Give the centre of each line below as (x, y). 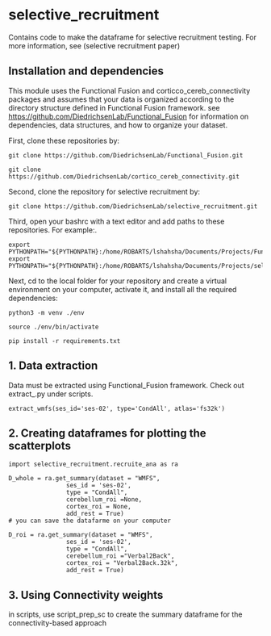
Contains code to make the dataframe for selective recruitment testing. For (132, 37)
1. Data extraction (53, 366)
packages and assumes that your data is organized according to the (121, 99)
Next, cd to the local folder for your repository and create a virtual (118, 281)
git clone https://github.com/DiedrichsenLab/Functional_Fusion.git (126, 155)
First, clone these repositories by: (64, 140)
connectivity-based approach (58, 623)
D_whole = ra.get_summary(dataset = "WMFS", (84, 479)
